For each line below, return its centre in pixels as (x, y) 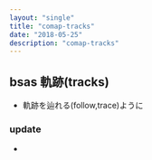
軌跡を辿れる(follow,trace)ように (83, 106)
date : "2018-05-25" (46, 34)
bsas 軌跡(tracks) (60, 82)
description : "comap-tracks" (64, 43)
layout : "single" (42, 18)
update (25, 129)
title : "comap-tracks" (52, 26)
